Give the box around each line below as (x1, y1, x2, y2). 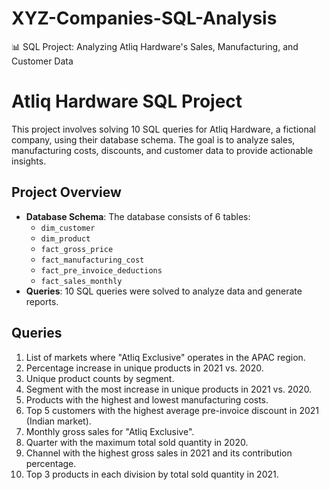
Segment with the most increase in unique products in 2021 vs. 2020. (25, 383, 313, 395)
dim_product (40, 233, 91, 244)
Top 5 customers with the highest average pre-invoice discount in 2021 (25, 404, 320, 416)
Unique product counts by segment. (25, 372, 175, 384)
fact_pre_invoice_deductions (40, 265, 163, 276)
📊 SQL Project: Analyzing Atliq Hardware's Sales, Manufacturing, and (11, 40, 299, 52)
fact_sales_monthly (40, 276, 123, 286)
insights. (11, 155, 47, 167)
